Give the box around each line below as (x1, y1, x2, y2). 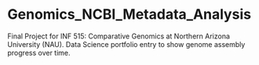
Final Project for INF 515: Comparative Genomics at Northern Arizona (7, 31, 231, 41)
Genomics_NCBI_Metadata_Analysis (7, 5, 252, 23)
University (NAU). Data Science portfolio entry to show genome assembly (7, 39, 246, 49)
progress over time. (7, 48, 71, 57)
